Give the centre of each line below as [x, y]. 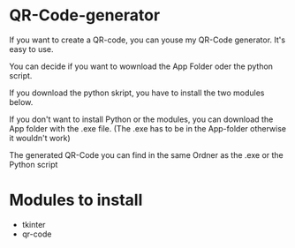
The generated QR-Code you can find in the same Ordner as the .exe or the [147, 154]
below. [21, 101]
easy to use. [31, 49]
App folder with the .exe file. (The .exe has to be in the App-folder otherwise [148, 128]
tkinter [34, 224]
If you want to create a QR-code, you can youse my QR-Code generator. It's [147, 40]
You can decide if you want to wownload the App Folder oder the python [141, 66]
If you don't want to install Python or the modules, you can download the [141, 119]
